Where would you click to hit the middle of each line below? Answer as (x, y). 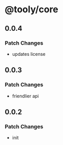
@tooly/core (31, 9)
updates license (29, 54)
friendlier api (25, 96)
